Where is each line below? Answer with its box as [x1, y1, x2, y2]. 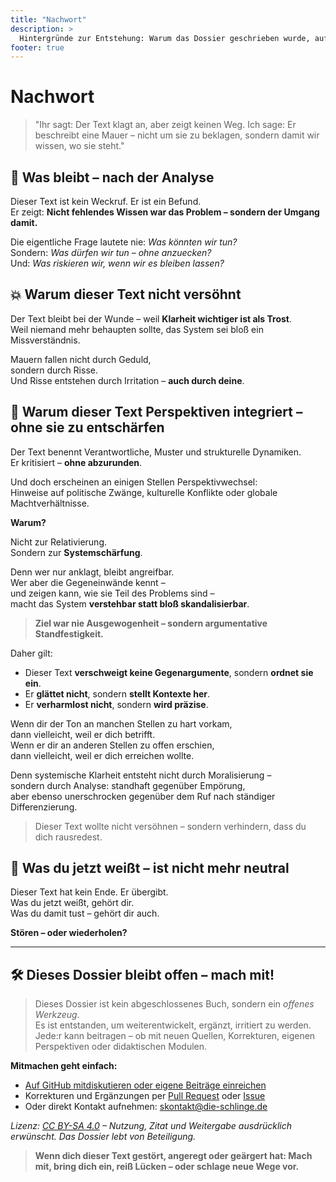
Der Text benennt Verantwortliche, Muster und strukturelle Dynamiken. [10, 446, 302, 458]
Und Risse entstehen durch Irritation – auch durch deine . [10, 374, 245, 386]
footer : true [10, 42, 65, 53]
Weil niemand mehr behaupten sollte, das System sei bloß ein [10, 323, 264, 335]
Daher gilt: [10, 647, 53, 659]
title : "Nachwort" [10, 14, 87, 25]
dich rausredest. [34, 831, 103, 843]
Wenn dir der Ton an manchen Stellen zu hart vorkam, [10, 717, 233, 730]
